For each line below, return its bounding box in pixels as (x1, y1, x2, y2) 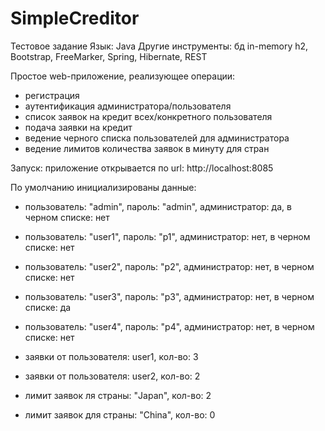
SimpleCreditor (10, 7, 140, 30)
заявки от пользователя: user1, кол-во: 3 (24, 350, 199, 362)
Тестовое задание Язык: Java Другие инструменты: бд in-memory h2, (10, 40, 309, 52)
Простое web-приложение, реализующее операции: (10, 70, 236, 82)
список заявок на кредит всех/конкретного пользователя (24, 110, 273, 122)
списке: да (24, 301, 72, 313)
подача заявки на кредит (24, 121, 133, 133)
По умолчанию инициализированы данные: (10, 181, 197, 193)
